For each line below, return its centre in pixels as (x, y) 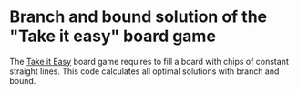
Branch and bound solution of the (139, 17)
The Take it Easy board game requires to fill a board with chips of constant (149, 61)
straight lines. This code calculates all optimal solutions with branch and (144, 71)
